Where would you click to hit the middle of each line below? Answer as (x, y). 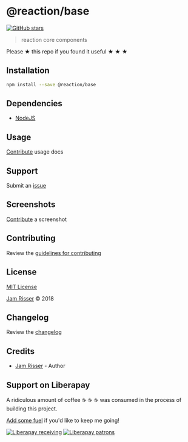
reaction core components (54, 39)
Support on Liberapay (48, 385)
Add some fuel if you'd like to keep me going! (63, 420)
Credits (21, 351)
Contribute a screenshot (37, 219)
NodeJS (25, 118)
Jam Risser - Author (40, 366)
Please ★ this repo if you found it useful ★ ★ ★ (67, 51)
